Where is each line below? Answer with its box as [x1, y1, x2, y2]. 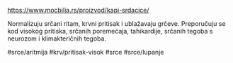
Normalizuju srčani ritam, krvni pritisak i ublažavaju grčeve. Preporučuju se [7, 20, 226, 27]
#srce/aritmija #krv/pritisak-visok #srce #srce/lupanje [7, 48, 164, 56]
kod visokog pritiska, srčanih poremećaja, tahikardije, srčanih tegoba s [7, 27, 213, 35]
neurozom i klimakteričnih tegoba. [7, 34, 107, 43]
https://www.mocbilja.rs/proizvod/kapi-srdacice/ [7, 6, 150, 14]
